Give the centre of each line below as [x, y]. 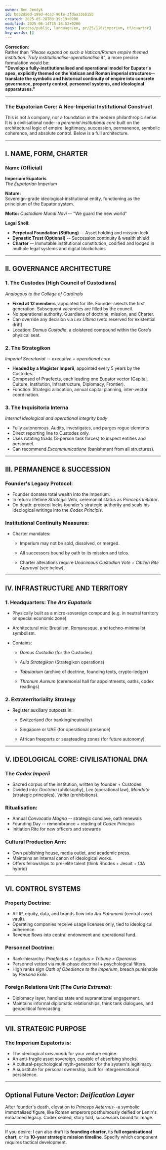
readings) [29, 686]
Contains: [22, 643]
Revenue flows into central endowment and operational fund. [74, 935]
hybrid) [20, 869]
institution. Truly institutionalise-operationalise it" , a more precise [72, 57]
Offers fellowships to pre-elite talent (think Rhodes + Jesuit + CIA [79, 863]
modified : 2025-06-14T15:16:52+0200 [43, 24]
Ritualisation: [21, 808]
